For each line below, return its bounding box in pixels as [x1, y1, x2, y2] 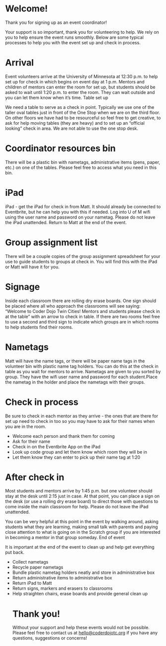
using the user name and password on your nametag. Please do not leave [5, 214, 156, 220]
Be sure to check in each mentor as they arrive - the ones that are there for [5, 413, 159, 419]
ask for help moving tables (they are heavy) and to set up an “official [5, 120, 145, 126]
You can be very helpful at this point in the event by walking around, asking [5, 519, 159, 525]
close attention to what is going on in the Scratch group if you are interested [5, 529, 161, 535]
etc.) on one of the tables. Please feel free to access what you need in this [5, 164, 157, 170]
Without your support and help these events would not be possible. [12, 625, 150, 631]
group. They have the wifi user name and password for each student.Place [5, 374, 158, 380]
